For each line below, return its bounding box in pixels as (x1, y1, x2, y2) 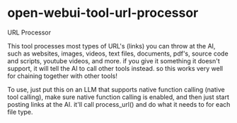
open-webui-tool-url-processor (7, 5, 199, 21)
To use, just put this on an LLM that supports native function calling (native (7, 85, 225, 93)
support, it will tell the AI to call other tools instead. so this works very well (7, 64, 224, 72)
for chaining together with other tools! (7, 72, 118, 80)
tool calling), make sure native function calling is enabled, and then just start (7, 93, 230, 101)
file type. (7, 108, 33, 116)
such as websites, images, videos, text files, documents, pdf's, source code (7, 49, 229, 58)
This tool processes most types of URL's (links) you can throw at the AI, (7, 41, 216, 50)
